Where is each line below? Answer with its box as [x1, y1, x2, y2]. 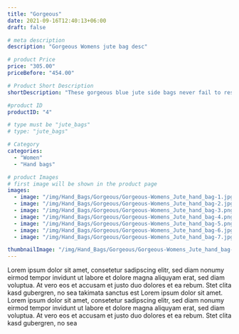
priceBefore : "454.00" [7, 69, 75, 76]
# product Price [7, 56, 55, 64]
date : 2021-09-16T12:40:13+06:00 [7, 17, 107, 24]
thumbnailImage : [7, 246, 55, 253]
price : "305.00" [7, 63, 55, 70]
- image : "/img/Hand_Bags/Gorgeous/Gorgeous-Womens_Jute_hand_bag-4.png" [14, 213, 237, 221]
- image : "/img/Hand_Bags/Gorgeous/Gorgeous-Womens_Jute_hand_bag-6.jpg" [14, 226, 237, 234]
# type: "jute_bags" [7, 128, 69, 136]
